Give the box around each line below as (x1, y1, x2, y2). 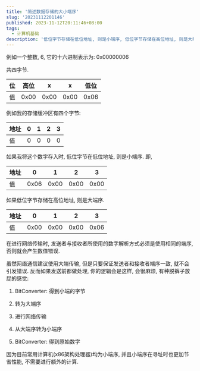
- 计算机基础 (11, 31, 40, 37)
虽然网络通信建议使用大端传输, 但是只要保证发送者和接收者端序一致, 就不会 (6, 260, 189, 267)
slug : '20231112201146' (6, 14, 65, 20)
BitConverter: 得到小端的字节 (14, 288, 86, 294)
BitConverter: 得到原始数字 (14, 338, 80, 345)
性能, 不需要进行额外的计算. (11, 358, 79, 365)
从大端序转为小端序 (14, 325, 62, 332)
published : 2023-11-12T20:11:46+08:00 (6, 20, 102, 26)
